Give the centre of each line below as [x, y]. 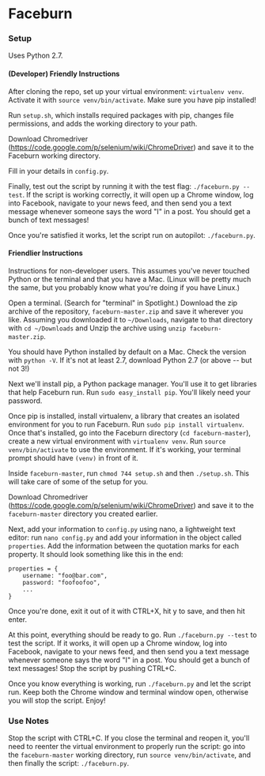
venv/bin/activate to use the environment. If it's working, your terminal [125, 449]
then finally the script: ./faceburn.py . [68, 763]
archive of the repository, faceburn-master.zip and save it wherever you [126, 311]
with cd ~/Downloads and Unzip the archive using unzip [97, 328]
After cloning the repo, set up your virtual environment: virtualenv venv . [126, 91]
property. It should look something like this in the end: [96, 554]
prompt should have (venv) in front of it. [73, 458]
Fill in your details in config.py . [59, 171]
